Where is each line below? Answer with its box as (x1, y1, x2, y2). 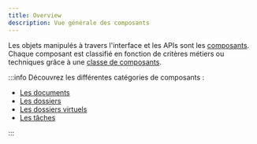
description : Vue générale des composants (8, 19, 150, 27)
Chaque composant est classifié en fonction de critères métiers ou (8, 49, 225, 58)
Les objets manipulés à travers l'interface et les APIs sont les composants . (8, 40, 250, 50)
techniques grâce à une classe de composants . (8, 57, 162, 67)
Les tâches (19, 113, 56, 122)
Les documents (19, 87, 70, 97)
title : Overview (8, 11, 61, 20)
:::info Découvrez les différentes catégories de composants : (8, 72, 205, 82)
